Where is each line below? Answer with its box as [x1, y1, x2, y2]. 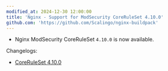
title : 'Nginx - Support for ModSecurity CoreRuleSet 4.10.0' [6, 14, 164, 20]
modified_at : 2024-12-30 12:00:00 [6, 8, 92, 15]
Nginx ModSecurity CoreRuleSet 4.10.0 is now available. [14, 36, 154, 43]
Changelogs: [6, 47, 38, 54]
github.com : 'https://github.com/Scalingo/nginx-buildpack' [6, 20, 159, 25]
